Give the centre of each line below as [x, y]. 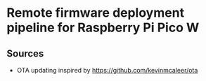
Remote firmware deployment [95, 13]
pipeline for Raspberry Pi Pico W [103, 28]
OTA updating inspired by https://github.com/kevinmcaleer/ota [107, 70]
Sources [25, 53]
